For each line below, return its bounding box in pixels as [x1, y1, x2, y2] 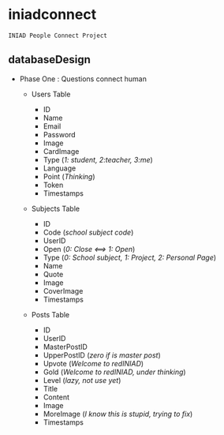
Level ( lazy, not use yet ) [43, 375, 121, 384]
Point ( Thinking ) [43, 171, 96, 181]
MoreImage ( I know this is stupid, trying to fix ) [43, 409, 193, 418]
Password [43, 129, 77, 139]
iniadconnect [8, 6, 97, 24]
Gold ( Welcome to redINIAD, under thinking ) [43, 367, 187, 377]
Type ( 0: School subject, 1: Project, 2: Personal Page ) [43, 253, 217, 262]
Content [43, 392, 69, 402]
